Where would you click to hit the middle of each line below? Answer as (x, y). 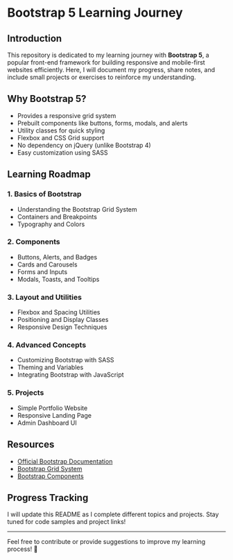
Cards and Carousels (47, 264)
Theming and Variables (50, 367)
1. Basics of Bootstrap (44, 194)
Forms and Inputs (42, 271)
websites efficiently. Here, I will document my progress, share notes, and (111, 70)
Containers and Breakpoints (57, 217)
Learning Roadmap (49, 175)
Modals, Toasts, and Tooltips (58, 279)
